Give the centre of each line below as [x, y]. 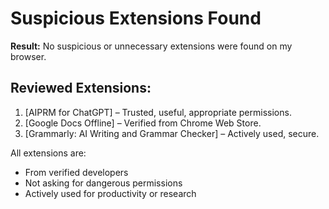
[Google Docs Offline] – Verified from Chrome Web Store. [143, 123]
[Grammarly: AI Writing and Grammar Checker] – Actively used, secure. [172, 133]
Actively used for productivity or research [110, 193]
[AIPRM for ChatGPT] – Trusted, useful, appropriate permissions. [158, 112]
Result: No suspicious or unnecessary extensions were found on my [151, 46]
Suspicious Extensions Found [136, 18]
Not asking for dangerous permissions [103, 183]
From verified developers [76, 172]
